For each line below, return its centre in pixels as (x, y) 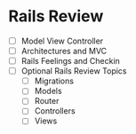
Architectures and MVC (64, 51)
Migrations (54, 81)
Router (47, 101)
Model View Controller (62, 41)
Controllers (55, 111)
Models (48, 91)
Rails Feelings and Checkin (71, 61)
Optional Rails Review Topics (74, 71)
